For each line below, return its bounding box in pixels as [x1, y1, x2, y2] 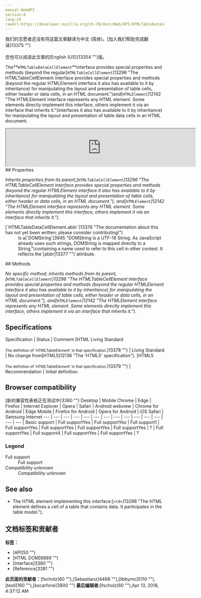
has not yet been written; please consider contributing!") [5, 230, 123, 236]
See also [5, 485, 33, 493]
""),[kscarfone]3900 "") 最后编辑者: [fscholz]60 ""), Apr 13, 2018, [26, 582, 159, 588]
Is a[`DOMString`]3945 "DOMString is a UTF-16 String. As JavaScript [18, 235, 162, 241]
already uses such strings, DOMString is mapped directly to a [18, 240, 145, 246]
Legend [5, 442, 24, 449]
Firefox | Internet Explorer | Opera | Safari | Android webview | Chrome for [5, 403, 159, 409]
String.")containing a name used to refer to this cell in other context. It [18, 246, 163, 252]
